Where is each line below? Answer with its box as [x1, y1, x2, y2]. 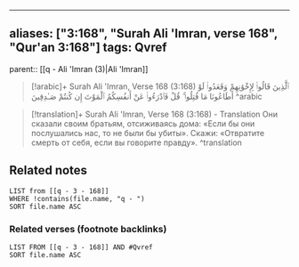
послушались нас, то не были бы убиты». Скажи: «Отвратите [30, 127, 265, 138]
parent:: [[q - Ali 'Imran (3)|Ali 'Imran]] [9, 63, 149, 74]
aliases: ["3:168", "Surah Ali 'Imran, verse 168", [9, 26, 279, 41]
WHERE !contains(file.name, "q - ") [9, 194, 145, 203]
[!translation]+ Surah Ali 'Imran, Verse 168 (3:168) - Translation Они [30, 109, 279, 119]
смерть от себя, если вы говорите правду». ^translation [30, 137, 243, 148]
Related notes [9, 163, 87, 178]
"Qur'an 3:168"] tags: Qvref [9, 40, 167, 55]
